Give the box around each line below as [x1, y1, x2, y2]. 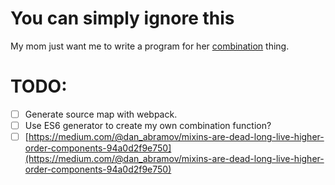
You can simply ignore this [10, 7, 235, 30]
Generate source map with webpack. [24, 108, 178, 120]
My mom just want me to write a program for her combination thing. [10, 40, 290, 52]
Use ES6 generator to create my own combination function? [24, 119, 272, 131]
